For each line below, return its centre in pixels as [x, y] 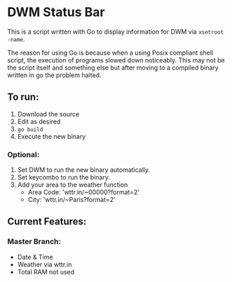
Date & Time [35, 257]
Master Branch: [34, 241]
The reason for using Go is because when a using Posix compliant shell [110, 53]
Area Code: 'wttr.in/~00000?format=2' [84, 192]
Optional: [23, 154]
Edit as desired [39, 121]
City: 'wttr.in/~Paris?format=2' [71, 200]
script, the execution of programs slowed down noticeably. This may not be [116, 60]
